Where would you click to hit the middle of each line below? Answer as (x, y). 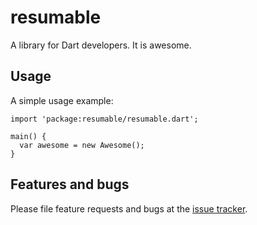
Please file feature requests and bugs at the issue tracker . (129, 208)
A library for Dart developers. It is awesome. (101, 45)
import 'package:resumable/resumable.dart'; (104, 119)
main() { (28, 136)
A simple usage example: (62, 100)
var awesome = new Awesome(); (82, 145)
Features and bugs (70, 184)
